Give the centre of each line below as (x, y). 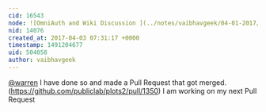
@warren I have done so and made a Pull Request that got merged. (118, 82)
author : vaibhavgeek (42, 60)
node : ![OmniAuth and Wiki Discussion (72, 23)
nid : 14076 (26, 30)
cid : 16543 (26, 15)
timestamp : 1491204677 (46, 45)
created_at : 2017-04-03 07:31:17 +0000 (74, 38)
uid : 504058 (28, 52)
